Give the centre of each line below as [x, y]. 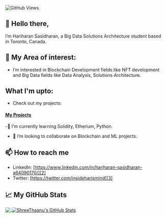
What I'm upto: [29, 91]
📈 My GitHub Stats [36, 195]
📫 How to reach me [37, 153]
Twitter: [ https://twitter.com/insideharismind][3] [63, 178]
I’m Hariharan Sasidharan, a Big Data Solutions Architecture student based [83, 36]
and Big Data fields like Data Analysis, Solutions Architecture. [77, 75]
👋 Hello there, [27, 24]
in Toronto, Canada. [26, 41]
